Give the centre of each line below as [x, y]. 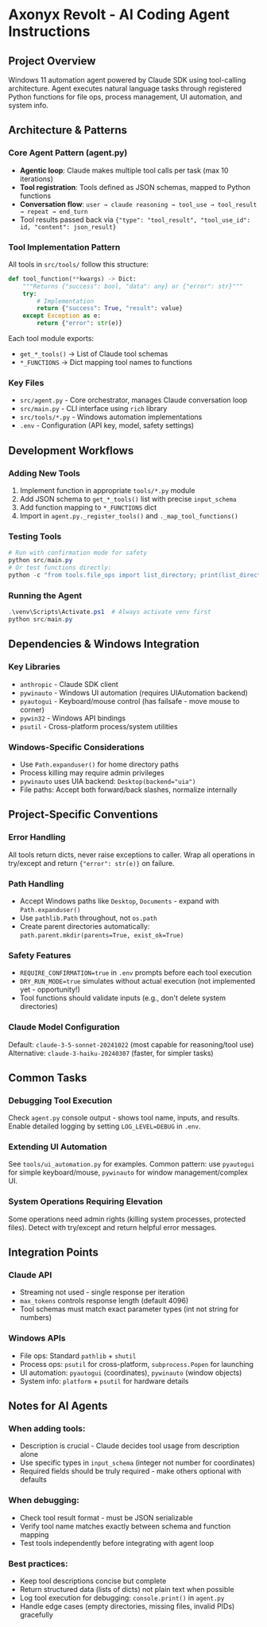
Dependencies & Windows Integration [104, 645]
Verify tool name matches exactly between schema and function [125, 1526]
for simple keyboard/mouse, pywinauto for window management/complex [128, 1173]
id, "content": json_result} [68, 227]
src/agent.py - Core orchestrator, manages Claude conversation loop [133, 400]
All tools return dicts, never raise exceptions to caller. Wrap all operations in [132, 854]
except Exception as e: [62, 316]
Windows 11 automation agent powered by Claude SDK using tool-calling [127, 80]
